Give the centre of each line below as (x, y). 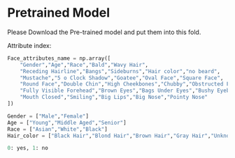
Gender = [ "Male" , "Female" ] (48, 116)
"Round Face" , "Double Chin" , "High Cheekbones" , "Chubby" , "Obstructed (122, 84)
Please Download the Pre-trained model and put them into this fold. (104, 32)
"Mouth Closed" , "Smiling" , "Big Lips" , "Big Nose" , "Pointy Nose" (114, 97)
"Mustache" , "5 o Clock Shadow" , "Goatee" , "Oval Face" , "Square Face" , (122, 78)
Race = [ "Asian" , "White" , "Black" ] (58, 129)
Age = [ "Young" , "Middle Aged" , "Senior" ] (67, 123)
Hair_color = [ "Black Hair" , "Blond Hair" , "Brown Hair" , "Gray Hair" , (109, 136)
